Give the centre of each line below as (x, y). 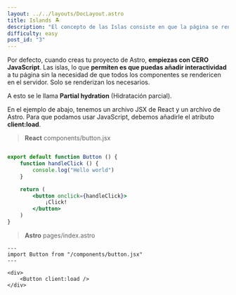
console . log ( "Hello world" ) (73, 170)
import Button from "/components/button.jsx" (75, 254)
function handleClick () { (59, 164)
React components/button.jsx (67, 138)
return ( (33, 189)
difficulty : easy (33, 33)
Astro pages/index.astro (60, 235)
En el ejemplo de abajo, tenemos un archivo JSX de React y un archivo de (114, 110)
